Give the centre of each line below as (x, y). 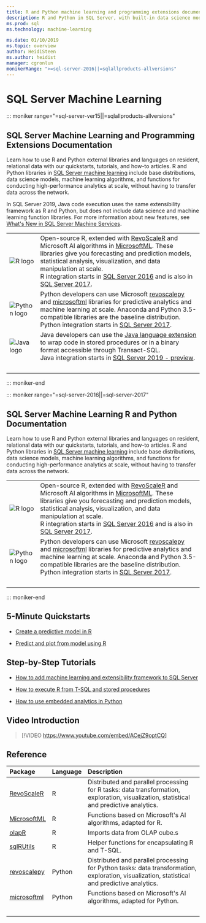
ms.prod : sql (23, 23)
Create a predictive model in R (53, 631)
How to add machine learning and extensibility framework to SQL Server (106, 677)
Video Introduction (43, 721)
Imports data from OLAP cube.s (133, 833)
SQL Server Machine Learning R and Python (92, 414)
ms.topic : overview (31, 46)
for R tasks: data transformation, (134, 790)
